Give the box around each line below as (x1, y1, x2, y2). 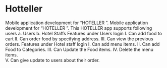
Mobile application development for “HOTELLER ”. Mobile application (5, 20, 148, 26)
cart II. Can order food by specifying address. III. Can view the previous (5, 36, 153, 42)
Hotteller (5, 3, 43, 15)
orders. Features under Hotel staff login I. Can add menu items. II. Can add (5, 41, 160, 47)
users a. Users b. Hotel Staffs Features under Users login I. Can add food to (5, 30, 162, 36)
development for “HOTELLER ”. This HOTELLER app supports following (5, 25, 152, 31)
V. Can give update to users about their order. (5, 57, 100, 63)
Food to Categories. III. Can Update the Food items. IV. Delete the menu (5, 46, 154, 52)
